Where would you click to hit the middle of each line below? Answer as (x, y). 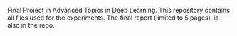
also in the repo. (31, 25)
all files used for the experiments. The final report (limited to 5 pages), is (113, 18)
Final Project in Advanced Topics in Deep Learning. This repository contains (118, 10)
